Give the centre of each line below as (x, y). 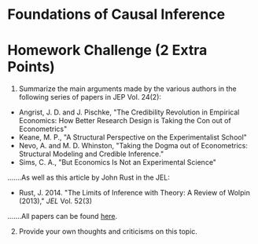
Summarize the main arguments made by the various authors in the (127, 89)
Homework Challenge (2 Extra (107, 51)
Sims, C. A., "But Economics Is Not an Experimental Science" (118, 162)
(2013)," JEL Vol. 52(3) (55, 201)
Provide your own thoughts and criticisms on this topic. (108, 231)
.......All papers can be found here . (63, 217)
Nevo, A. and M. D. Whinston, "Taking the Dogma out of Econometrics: (133, 146)
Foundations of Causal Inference (116, 15)
